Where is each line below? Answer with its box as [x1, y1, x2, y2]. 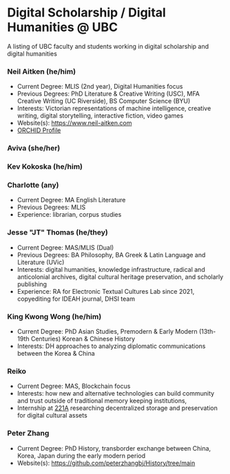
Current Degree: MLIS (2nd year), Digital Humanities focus [17, 83, 183, 91]
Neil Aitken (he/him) [7, 67, 76, 76]
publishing [17, 280, 47, 288]
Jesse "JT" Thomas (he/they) [7, 228, 108, 237]
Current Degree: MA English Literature [17, 196, 126, 204]
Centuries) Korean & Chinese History [30, 334, 136, 343]
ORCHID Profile [17, 126, 61, 135]
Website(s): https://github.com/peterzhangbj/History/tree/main [17, 459, 196, 467]
